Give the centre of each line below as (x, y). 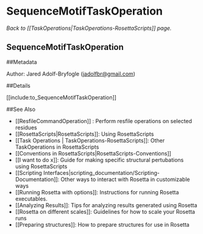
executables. (31, 199)
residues (26, 127)
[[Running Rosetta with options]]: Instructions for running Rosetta (97, 192)
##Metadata (22, 62)
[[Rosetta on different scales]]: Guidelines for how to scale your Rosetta (105, 211)
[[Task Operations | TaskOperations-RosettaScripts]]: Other (90, 140)
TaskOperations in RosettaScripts (57, 147)
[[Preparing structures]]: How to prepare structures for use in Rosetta (102, 224)
